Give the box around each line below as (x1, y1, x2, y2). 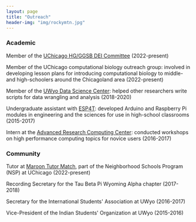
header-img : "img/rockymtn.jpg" (6, 19, 85, 25)
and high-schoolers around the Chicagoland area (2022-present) (6, 76, 164, 83)
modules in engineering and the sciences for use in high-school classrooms (6, 111, 190, 118)
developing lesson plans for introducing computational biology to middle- (6, 70, 184, 77)
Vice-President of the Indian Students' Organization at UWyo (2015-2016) (6, 209, 184, 216)
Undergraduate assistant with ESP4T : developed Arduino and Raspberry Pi (6, 105, 187, 112)
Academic (6, 39, 36, 47)
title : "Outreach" (6, 14, 51, 20)
